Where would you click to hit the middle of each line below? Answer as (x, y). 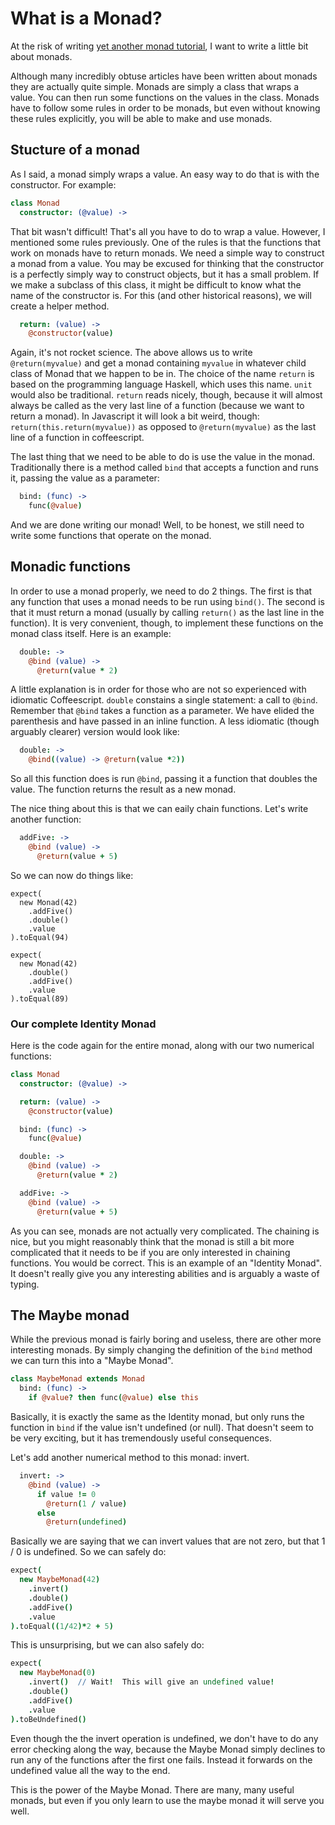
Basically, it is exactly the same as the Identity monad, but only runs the (157, 1417)
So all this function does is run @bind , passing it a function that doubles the (164, 779)
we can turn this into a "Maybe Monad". (92, 1361)
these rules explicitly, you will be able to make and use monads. (141, 118)
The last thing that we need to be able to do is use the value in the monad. (163, 457)
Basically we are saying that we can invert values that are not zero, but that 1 (168, 1541)
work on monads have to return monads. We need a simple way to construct (167, 253)
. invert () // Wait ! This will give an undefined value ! (151, 1682)
